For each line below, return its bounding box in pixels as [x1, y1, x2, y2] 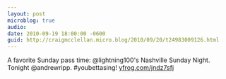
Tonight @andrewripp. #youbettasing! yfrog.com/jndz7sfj [7, 63, 174, 72]
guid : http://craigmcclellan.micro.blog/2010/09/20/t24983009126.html [7, 37, 220, 44]
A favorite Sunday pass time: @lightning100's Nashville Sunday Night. [7, 56, 210, 64]
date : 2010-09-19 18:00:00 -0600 [7, 30, 106, 37]
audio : [7, 23, 27, 30]
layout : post [7, 10, 46, 18]
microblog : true [7, 17, 55, 24]
